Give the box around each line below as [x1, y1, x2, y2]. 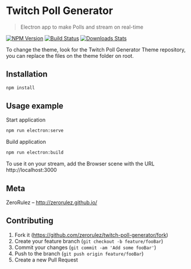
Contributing [6, 216, 54, 226]
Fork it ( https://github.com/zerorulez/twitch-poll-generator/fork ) [14, 231, 169, 238]
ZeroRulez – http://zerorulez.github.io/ [6, 199, 98, 206]
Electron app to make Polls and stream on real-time [20, 23, 144, 30]
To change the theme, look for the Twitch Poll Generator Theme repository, [6, 46, 186, 53]
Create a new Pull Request [14, 256, 79, 263]
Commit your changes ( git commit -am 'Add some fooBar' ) [14, 244, 157, 251]
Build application [6, 139, 47, 146]
